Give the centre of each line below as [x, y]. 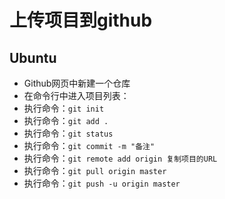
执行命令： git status [68, 133]
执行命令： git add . [66, 120]
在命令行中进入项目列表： [76, 95]
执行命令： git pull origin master [95, 170]
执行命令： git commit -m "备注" [89, 145]
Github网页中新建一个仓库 [77, 83]
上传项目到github [81, 20]
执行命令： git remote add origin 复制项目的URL [120, 158]
